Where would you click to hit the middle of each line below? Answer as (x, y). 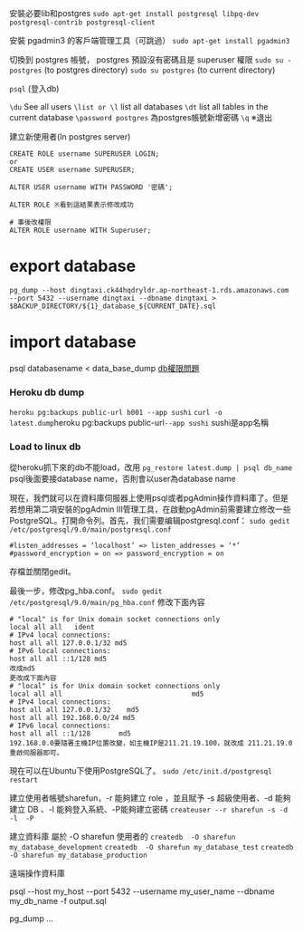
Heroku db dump (47, 392)
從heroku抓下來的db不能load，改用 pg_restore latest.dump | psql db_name (151, 467)
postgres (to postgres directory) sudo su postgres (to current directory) (142, 70)
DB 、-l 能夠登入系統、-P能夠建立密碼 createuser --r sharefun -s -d (157, 810)
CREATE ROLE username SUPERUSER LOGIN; (85, 154)
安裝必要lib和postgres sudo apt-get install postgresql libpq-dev (134, 13)
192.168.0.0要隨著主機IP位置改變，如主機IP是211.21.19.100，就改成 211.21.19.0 (151, 744)
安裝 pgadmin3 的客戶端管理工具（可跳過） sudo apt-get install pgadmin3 (150, 40)
